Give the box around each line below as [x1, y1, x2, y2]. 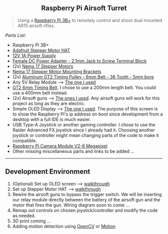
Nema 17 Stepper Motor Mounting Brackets [12, 68, 101, 74]
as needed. [12, 212, 36, 218]
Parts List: [5, 32, 26, 38]
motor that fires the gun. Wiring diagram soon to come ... [12, 202, 130, 208]
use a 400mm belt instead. [12, 89, 68, 95]
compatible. [12, 137, 37, 143]
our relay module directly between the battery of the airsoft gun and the [12, 196, 160, 202]
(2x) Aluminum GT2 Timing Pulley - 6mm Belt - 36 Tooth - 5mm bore [12, 73, 154, 79]
